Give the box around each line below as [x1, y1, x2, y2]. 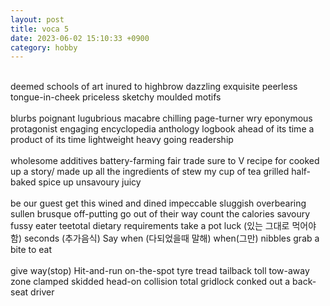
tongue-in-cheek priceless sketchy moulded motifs [10, 91, 222, 103]
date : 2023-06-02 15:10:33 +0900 [10, 33, 150, 43]
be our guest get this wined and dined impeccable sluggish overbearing [10, 197, 307, 210]
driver [30, 286, 55, 298]
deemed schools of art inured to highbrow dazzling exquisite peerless [10, 81, 298, 93]
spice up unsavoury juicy [38, 176, 142, 188]
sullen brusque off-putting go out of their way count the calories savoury [10, 208, 311, 220]
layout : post [10, 14, 65, 25]
